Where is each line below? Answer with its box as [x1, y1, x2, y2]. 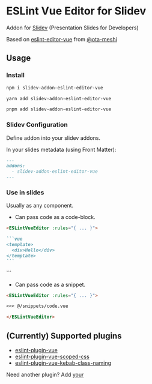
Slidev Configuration [6, 121, 68, 129]
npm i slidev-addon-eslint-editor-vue [6, 85, 103, 91]
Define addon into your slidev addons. [6, 134, 101, 142]
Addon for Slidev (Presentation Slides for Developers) [6, 24, 139, 31]
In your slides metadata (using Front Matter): [6, 146, 117, 153]
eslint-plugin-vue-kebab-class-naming [14, 359, 112, 367]
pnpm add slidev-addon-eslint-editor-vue [6, 106, 112, 112]
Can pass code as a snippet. [14, 281, 86, 288]
